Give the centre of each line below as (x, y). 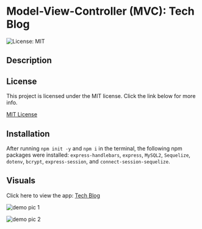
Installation (28, 134)
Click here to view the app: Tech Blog (53, 195)
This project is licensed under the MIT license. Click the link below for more (101, 96)
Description (29, 60)
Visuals (21, 181)
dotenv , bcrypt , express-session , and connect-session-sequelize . (88, 161)
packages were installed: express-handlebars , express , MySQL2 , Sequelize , (99, 155)
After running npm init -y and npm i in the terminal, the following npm (95, 148)
